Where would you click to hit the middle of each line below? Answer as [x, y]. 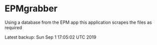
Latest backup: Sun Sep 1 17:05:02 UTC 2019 [50, 37]
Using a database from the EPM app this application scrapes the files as [78, 22]
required [13, 27]
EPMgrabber [31, 9]
